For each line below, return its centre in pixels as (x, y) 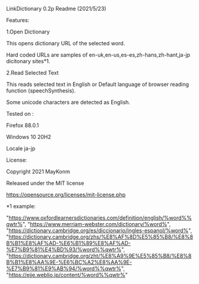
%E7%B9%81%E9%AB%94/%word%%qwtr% (64, 268)
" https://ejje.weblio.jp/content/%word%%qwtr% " (67, 275)
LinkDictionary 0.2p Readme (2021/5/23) (56, 9)
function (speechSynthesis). (41, 91)
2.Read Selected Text (33, 73)
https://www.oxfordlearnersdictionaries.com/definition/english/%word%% (100, 218)
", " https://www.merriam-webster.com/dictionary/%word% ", (97, 224)
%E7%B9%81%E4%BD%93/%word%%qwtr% (64, 249)
